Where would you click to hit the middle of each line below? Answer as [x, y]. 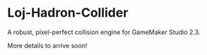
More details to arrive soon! [47, 45]
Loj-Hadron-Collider [68, 13]
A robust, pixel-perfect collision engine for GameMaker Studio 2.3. [104, 32]
